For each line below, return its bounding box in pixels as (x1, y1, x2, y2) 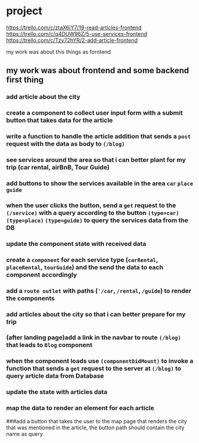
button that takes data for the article (6, 116, 113, 125)
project (6, 4, 43, 18)
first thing (6, 75, 44, 85)
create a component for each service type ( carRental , (6, 256, 158, 264)
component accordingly (6, 270, 77, 279)
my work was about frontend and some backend (6, 66, 189, 76)
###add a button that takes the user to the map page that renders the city (6, 417, 188, 424)
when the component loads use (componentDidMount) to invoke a (6, 357, 194, 365)
